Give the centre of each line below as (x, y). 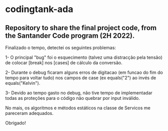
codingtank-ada (39, 9)
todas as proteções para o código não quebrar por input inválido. (73, 98)
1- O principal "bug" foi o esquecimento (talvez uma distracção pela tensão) (84, 57)
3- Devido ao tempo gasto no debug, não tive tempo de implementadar (79, 93)
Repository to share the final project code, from (81, 28)
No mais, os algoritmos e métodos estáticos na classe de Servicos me (78, 108)
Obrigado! (16, 123)
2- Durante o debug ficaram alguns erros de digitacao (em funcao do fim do (84, 72)
